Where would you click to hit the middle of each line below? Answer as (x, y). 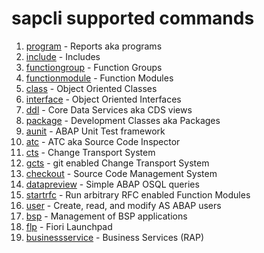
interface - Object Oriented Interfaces (103, 99)
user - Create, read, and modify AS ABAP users (123, 205)
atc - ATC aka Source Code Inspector (103, 141)
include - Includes (63, 56)
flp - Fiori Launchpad (69, 226)
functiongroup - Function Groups (94, 67)
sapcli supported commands (133, 18)
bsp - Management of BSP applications (106, 216)
